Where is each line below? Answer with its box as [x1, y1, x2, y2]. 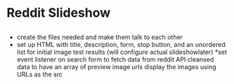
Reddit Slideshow [6, 5, 111, 21]
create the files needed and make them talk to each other [16, 33, 183, 41]
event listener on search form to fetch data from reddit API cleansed [16, 55, 214, 64]
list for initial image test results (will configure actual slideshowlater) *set [16, 48, 228, 56]
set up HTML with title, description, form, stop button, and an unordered [16, 40, 226, 48]
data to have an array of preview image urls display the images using [16, 62, 216, 71]
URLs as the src [16, 70, 63, 78]
